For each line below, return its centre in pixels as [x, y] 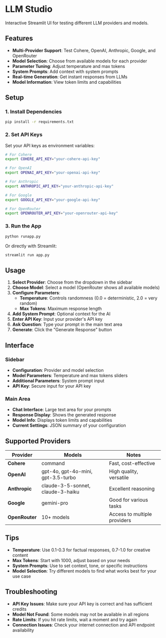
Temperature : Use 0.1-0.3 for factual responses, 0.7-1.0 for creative [81, 550]
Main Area [18, 399]
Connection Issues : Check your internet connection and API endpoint [83, 625]
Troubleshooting [31, 592]
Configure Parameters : [36, 293]
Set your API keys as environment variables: [50, 145]
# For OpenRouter [23, 209]
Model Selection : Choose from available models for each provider [80, 61]
